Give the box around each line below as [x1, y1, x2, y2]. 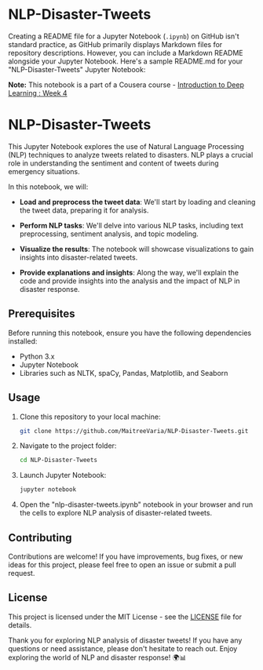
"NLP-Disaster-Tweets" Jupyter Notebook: [8, 64, 146, 74]
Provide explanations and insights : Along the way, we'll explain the [19, 268, 239, 277]
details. [8, 620, 32, 629]
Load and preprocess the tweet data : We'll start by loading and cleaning [19, 197, 256, 206]
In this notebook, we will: [8, 182, 89, 191]
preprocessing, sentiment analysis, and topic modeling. [19, 229, 199, 239]
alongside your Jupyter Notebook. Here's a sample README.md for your [8, 56, 243, 66]
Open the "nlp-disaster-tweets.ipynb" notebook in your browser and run [19, 500, 254, 509]
